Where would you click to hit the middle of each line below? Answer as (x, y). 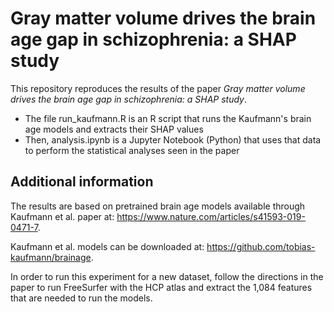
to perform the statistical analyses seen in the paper (132, 150)
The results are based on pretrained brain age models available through (158, 206)
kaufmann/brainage (51, 257)
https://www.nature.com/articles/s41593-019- (211, 216)
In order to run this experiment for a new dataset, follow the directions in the (167, 276)
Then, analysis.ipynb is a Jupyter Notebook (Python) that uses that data (173, 139)
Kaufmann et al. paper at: (62, 216)
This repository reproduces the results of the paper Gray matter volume (158, 88)
